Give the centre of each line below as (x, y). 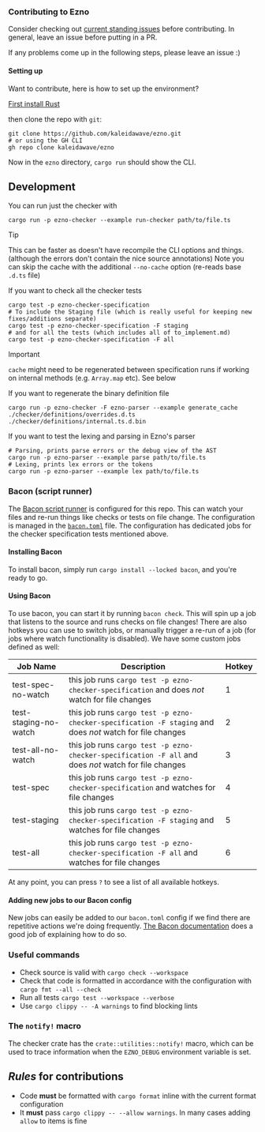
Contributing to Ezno (49, 12)
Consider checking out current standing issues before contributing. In (121, 29)
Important (24, 355)
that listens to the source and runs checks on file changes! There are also (127, 622)
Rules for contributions (66, 1077)
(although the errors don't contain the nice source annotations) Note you (126, 258)
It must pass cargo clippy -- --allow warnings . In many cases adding (135, 1112)
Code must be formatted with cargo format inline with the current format (138, 1096)
